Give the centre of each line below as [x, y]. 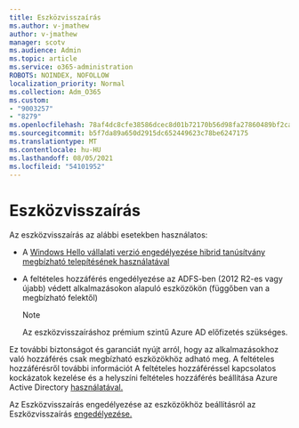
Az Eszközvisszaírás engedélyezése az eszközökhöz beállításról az [133, 405]
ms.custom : [29, 100]
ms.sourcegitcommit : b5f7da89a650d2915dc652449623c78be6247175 [129, 133]
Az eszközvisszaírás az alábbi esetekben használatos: [109, 235]
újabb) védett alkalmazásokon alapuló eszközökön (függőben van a [145, 288]
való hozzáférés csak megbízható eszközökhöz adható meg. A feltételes [142, 359]
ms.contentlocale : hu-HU [55, 149]
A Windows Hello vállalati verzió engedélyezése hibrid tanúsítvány [143, 252]
